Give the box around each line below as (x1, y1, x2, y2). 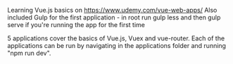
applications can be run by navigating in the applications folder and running (7, 42, 227, 49)
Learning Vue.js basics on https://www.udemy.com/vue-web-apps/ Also (7, 6, 218, 14)
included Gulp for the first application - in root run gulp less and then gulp (7, 13, 221, 22)
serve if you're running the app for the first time (7, 21, 146, 29)
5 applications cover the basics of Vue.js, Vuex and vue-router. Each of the (7, 34, 225, 42)
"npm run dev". (7, 49, 51, 57)
